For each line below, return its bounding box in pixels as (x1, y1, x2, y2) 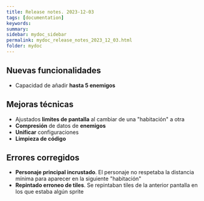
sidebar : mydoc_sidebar (6, 32, 67, 38)
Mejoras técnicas (6, 99, 74, 110)
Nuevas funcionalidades (6, 65, 101, 76)
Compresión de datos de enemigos (15, 122, 106, 129)
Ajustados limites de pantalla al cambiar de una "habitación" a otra (15, 115, 185, 122)
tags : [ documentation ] (6, 15, 64, 21)
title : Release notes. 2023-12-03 (6, 9, 95, 15)
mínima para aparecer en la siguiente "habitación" (15, 175, 142, 183)
